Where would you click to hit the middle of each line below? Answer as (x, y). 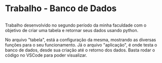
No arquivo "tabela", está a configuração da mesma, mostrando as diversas (81, 40)
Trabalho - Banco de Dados (61, 8)
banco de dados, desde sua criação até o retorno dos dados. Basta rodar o (80, 50)
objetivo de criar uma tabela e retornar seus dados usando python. (72, 30)
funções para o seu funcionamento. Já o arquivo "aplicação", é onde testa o (81, 45)
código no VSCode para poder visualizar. (46, 55)
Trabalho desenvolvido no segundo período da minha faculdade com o (76, 25)
